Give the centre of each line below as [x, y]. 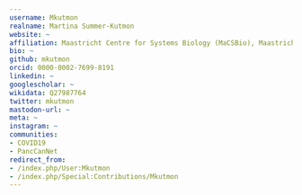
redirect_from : [38, 160]
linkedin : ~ [31, 76]
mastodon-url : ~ [40, 110]
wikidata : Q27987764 [48, 93]
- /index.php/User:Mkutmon [60, 168]
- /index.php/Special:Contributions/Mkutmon [94, 176]
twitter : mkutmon [42, 101]
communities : [34, 135]
